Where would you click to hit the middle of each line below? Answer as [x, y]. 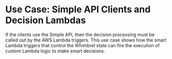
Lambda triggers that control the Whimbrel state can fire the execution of [83, 45]
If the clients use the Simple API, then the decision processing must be [80, 34]
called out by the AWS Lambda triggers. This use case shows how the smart [86, 40]
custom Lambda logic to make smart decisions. [55, 51]
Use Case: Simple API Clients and [78, 9]
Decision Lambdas [46, 20]
